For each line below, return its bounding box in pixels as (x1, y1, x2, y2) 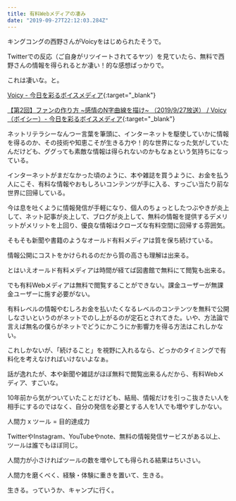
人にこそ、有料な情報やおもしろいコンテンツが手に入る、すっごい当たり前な (7, 179, 230, 188)
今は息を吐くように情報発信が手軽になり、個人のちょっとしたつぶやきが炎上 (7, 203, 230, 212)
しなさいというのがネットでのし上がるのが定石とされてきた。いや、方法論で (7, 313, 229, 322)
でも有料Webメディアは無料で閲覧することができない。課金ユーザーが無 (7, 281, 218, 289)
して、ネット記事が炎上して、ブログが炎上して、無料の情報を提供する (7, 212, 210, 220)
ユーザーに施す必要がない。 (13, 289, 94, 298)
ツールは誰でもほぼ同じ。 (7, 440, 82, 449)
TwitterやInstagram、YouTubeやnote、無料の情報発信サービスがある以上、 (7, 432, 225, 440)
